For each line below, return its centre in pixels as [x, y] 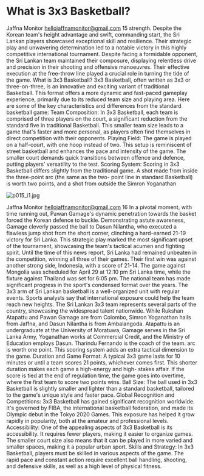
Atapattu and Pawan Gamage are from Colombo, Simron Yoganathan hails [99, 317]
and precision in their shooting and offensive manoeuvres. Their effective [98, 67]
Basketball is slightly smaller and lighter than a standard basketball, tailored [100, 388]
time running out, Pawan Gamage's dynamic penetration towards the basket [101, 213]
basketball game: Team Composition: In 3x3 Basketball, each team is [92, 112]
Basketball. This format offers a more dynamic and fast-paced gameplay [97, 93]
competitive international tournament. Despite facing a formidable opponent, [102, 54]
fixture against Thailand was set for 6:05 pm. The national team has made [99, 278]
